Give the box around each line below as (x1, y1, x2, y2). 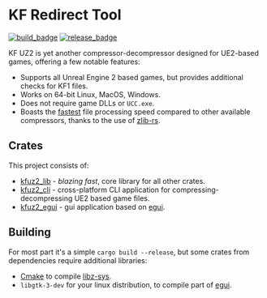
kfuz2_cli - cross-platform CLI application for (19, 185, 170, 194)
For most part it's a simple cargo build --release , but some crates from (8, 247, 250, 257)
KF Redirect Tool (8, 6, 122, 24)
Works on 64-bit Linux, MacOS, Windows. (19, 89, 161, 99)
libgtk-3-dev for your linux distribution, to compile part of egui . (19, 279, 233, 289)
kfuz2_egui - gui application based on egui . (19, 202, 166, 211)
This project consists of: (8, 160, 89, 170)
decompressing (19, 193, 73, 203)
